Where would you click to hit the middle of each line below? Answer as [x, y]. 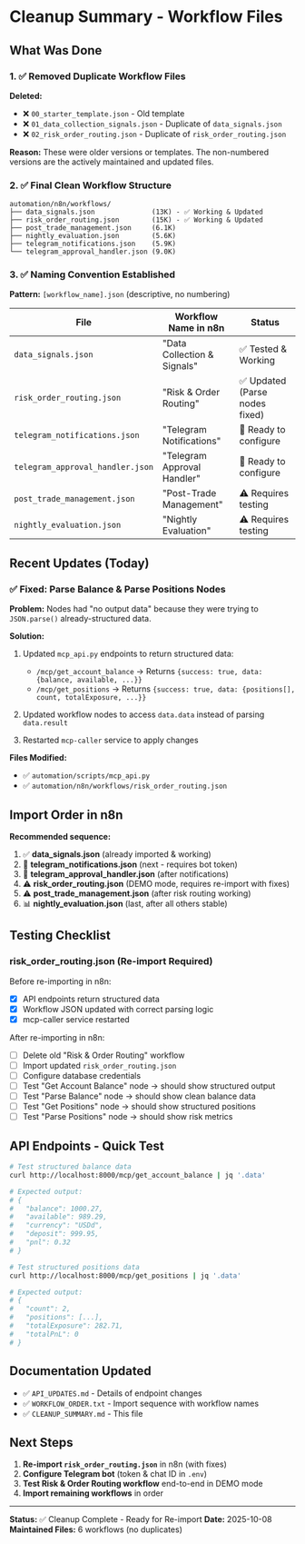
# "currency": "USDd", [56, 1225]
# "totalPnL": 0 [44, 1334]
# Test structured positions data [75, 1267]
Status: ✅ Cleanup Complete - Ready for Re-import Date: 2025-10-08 [141, 1519]
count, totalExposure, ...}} [91, 698]
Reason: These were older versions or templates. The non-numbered [139, 152]
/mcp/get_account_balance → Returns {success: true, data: [149, 672]
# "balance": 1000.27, [56, 1209]
